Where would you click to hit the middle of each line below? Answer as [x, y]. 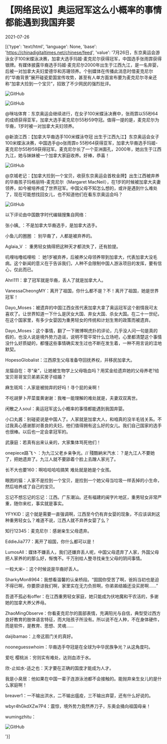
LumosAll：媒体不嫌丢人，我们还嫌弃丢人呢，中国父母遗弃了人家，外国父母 [82, 552]
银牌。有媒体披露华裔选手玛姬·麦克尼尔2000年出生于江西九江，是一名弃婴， [83, 65]
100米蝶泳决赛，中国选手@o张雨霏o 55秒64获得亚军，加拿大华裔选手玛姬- [82, 143]
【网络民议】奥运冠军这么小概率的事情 [84, 10]
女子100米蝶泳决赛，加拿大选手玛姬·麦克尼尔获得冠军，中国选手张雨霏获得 [85, 58]
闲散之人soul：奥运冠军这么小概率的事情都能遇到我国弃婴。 [66, 408]
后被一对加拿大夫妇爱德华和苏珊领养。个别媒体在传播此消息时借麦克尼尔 [79, 71]
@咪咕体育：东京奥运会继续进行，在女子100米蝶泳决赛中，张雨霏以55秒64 [82, 113]
